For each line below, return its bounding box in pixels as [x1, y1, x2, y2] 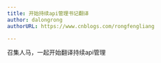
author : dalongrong [7, 16, 63, 23]
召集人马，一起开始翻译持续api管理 [7, 49, 106, 57]
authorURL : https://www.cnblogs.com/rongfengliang [7, 23, 155, 29]
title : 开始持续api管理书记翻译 [7, 10, 89, 17]
